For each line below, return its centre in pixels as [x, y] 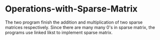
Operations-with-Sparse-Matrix [71, 9]
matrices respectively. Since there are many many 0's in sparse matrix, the [80, 27]
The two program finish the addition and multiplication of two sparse [74, 22]
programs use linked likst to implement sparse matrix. [59, 32]
